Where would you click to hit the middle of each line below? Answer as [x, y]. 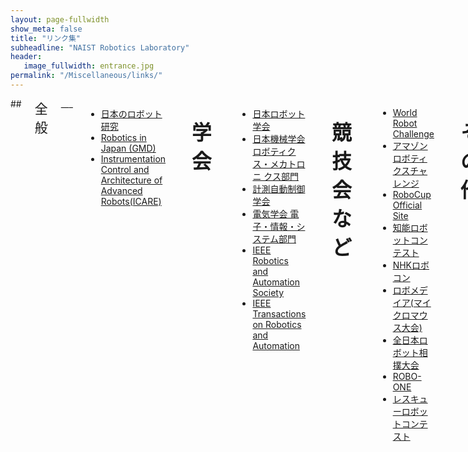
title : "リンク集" [46, 38]
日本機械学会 [279, 138]
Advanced [121, 190]
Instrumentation [133, 158]
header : [26, 57]
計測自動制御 [279, 188]
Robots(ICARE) [131, 201]
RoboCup [412, 194]
